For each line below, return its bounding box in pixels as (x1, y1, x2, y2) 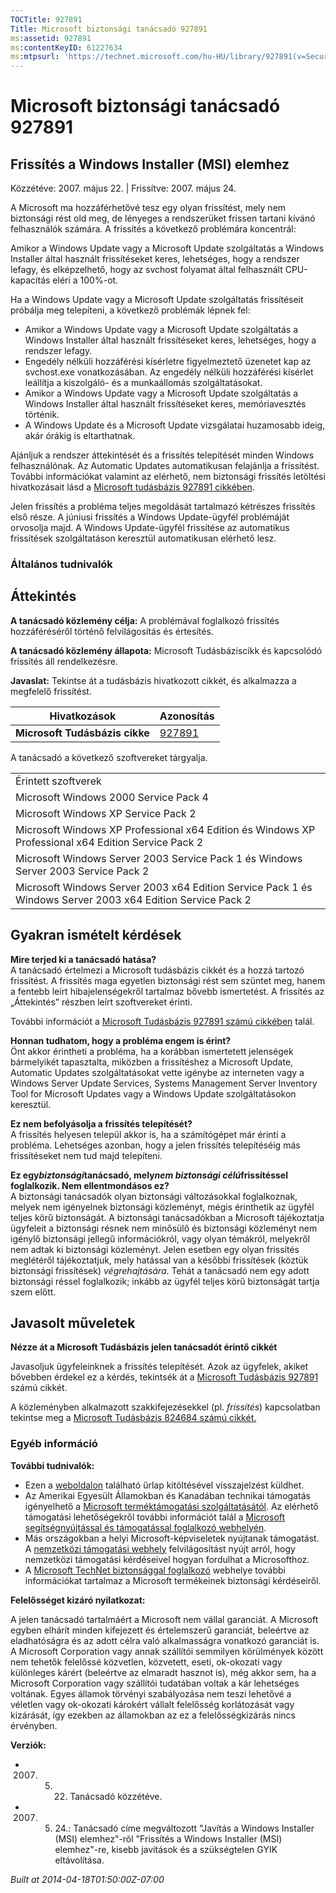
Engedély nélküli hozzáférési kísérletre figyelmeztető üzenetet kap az (24, 356, 312, 368)
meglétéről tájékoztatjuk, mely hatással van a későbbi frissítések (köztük (10, 1254, 309, 1266)
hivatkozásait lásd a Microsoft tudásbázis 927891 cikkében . (10, 481, 255, 493)
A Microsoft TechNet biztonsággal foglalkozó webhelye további (24, 1564, 287, 1576)
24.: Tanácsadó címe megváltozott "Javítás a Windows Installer (54, 1822, 315, 1834)
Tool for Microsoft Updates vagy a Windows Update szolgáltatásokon (10, 1087, 297, 1100)
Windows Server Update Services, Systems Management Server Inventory (10, 1077, 318, 1089)
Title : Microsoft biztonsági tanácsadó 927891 (10, 24, 208, 34)
